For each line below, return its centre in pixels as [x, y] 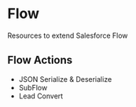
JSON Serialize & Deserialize [65, 79]
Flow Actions [40, 60]
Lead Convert [41, 96]
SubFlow [33, 87]
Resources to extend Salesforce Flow [68, 35]
